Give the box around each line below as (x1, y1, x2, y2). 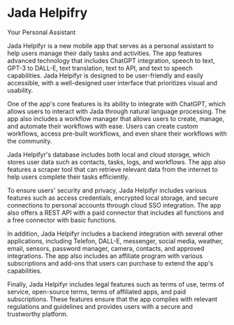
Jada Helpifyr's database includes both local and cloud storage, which (7, 150, 210, 159)
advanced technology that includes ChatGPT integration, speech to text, (7, 56, 215, 64)
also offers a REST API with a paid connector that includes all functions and (7, 208, 224, 217)
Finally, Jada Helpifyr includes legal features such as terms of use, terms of (7, 280, 225, 288)
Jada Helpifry (7, 5, 88, 21)
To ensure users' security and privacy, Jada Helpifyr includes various (7, 186, 207, 194)
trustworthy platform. (7, 310, 68, 318)
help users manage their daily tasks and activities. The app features (7, 49, 203, 57)
